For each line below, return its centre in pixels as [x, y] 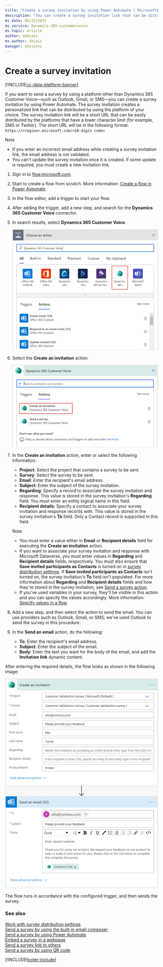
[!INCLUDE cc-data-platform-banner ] [42, 84]
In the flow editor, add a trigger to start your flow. [61, 198]
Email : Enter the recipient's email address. [62, 480]
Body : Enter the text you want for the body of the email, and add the [88, 652]
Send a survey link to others [33, 945]
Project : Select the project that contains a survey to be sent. [79, 470]
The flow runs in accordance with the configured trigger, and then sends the [81, 896]
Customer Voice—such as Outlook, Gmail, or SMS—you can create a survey [81, 99]
